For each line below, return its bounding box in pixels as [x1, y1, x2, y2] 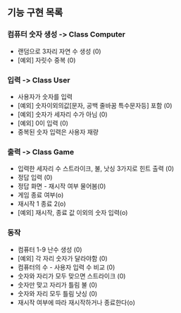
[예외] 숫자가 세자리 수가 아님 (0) [17, 110, 108, 118]
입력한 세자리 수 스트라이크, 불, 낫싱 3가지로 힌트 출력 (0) [17, 164, 175, 173]
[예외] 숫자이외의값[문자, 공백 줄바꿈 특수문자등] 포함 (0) [17, 101, 173, 109]
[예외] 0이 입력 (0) [17, 118, 69, 127]
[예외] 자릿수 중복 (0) [17, 56, 76, 64]
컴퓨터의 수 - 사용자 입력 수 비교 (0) [17, 263, 116, 271]
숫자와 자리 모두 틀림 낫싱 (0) [17, 289, 98, 297]
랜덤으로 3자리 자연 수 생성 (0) [17, 47, 101, 55]
